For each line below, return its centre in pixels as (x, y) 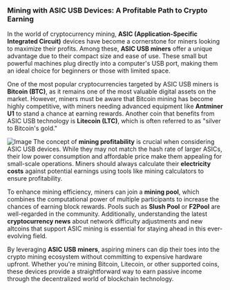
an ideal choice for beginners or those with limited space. (89, 71)
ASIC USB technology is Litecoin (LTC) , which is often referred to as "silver (114, 121)
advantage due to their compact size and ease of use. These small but (107, 56)
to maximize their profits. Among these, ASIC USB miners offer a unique (110, 49)
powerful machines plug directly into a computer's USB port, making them (113, 64)
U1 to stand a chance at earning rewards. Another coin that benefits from (111, 114)
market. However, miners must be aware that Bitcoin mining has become (110, 99)
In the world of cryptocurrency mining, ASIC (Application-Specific (103, 34)
